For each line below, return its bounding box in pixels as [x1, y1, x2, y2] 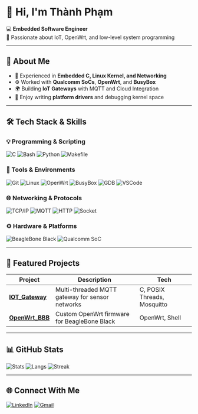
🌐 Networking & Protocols [6, 194, 82, 202]
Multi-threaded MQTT [55, 286, 117, 294]
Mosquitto [139, 301, 168, 309]
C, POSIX [139, 286, 165, 294]
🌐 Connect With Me [6, 386, 80, 396]
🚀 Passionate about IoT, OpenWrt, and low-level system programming [6, 34, 175, 41]
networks [55, 301, 81, 309]
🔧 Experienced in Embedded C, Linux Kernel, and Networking [14, 72, 167, 79]
